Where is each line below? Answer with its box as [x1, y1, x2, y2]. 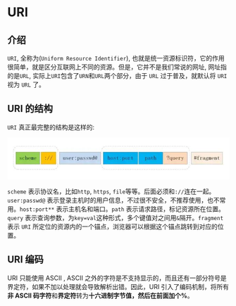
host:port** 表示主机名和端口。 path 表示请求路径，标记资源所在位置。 [20, 205, 225, 213]
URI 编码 [7, 254, 44, 266]
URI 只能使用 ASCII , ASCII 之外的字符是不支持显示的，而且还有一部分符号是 [7, 274, 227, 282]
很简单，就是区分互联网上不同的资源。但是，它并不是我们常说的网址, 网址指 [7, 63, 227, 71]
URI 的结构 [7, 103, 54, 115]
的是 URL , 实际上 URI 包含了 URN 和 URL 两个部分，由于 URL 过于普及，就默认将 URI [7, 72, 228, 79]
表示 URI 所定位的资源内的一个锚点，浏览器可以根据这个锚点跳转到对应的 [7, 222, 218, 231]
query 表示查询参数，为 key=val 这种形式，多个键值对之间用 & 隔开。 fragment [7, 214, 224, 222]
